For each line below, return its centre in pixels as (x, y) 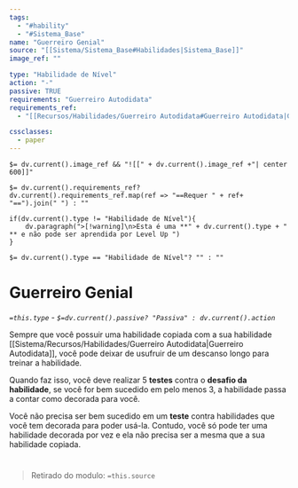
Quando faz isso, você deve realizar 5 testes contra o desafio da (128, 380)
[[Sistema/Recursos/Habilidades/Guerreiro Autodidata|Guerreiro (126, 343)
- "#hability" (43, 26)
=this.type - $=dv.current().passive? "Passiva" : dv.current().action (142, 317)
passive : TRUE (35, 91)
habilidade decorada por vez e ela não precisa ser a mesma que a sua (137, 435)
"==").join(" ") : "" (49, 203)
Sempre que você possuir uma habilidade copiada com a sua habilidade (141, 335)
